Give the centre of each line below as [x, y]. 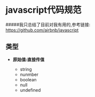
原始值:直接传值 [28, 59]
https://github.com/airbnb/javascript [42, 30]
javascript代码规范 [44, 10]
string [26, 69]
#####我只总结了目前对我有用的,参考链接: [48, 24]
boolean [28, 79]
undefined [30, 90]
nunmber [29, 74]
